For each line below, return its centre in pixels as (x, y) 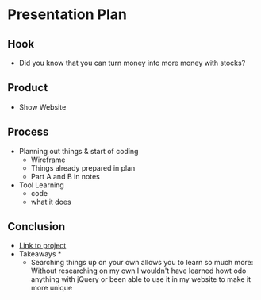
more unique (52, 288)
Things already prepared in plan (83, 167)
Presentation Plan (67, 15)
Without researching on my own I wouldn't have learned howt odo (138, 271)
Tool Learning (41, 185)
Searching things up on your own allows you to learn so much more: (142, 263)
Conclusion (36, 227)
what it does (51, 202)
